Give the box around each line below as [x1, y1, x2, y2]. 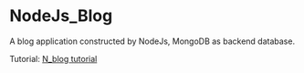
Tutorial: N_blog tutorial [9, 53, 98, 64]
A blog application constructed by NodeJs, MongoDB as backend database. [9, 36, 295, 47]
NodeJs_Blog [9, 5, 113, 26]
